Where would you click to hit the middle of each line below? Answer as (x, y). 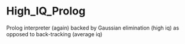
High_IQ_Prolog (46, 11)
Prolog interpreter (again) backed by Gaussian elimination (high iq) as (93, 28)
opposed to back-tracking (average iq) (54, 34)
